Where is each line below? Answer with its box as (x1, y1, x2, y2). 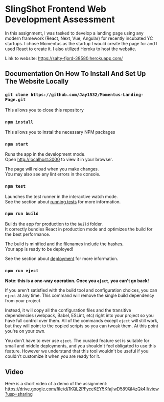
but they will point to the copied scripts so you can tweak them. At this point (5, 323, 158, 329)
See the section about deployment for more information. (5, 256, 118, 261)
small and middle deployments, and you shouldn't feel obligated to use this (5, 343, 156, 349)
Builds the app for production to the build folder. (5, 221, 103, 227)
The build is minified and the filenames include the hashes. (5, 241, 124, 247)
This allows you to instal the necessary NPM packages (5, 129, 116, 135)
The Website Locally (5, 77, 69, 86)
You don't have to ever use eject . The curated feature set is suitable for (5, 338, 150, 344)
